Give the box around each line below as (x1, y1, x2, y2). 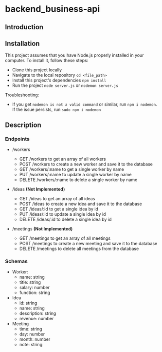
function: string (19, 290, 50, 296)
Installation (5, 39, 40, 47)
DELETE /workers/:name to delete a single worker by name (19, 177, 138, 183)
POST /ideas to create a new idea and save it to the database (19, 201, 142, 207)
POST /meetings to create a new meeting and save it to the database (19, 241, 158, 247)
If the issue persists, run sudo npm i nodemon (12, 106, 101, 113)
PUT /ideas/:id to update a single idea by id (19, 211, 106, 217)
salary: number (19, 285, 50, 290)
